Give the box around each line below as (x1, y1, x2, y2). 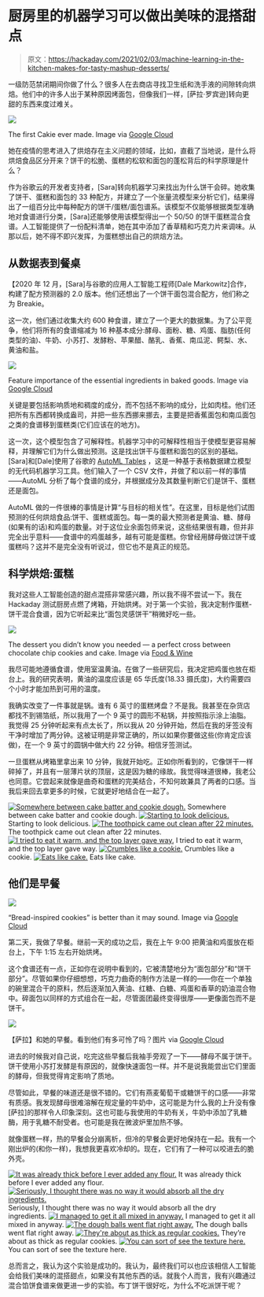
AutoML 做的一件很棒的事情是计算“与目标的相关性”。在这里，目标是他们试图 (8, 502, 255, 512)
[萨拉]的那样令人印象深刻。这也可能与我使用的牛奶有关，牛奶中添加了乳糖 (8, 1107, 247, 1118)
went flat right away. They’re (8, 1229, 246, 1238)
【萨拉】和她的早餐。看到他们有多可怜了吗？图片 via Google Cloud (8, 1035, 225, 1044)
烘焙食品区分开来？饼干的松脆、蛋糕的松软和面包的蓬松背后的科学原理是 (8, 155, 242, 165)
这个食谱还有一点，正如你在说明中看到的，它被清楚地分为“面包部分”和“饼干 (8, 964, 251, 974)
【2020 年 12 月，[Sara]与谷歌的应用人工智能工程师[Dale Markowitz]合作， (8, 279, 251, 288)
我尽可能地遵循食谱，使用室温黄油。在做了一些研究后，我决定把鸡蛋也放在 (8, 664, 249, 674)
